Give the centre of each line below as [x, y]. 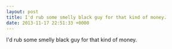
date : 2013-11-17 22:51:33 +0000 [48, 23]
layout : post [22, 12]
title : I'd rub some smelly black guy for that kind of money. [87, 17]
